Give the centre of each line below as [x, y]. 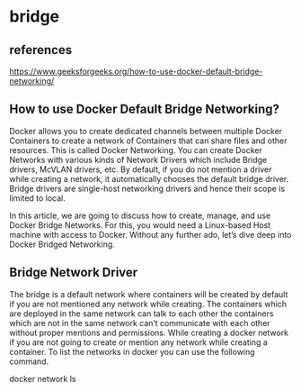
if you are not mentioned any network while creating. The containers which [148, 304]
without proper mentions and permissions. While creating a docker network [149, 332]
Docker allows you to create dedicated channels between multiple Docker [146, 131]
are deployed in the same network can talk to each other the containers [142, 314]
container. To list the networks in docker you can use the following [132, 351]
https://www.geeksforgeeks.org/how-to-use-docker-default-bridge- [136, 71]
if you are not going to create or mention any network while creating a [138, 342]
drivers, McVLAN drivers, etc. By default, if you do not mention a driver [141, 169]
